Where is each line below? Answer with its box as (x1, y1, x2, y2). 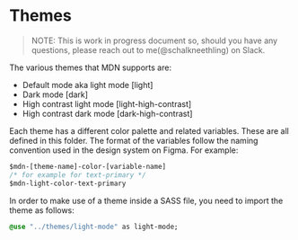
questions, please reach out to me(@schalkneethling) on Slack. (31, 44, 266, 55)
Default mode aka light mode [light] (22, 79, 153, 90)
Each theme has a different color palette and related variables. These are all (9, 125, 289, 136)
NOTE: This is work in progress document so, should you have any (31, 35, 278, 46)
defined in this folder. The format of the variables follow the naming (9, 135, 259, 146)
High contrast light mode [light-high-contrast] (22, 98, 192, 109)
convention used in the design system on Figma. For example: (9, 145, 239, 156)
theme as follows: (9, 204, 74, 216)
